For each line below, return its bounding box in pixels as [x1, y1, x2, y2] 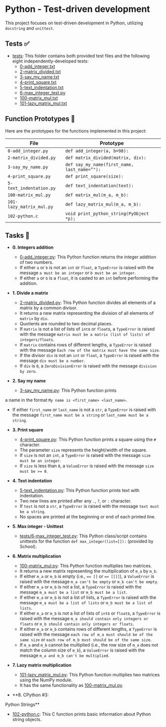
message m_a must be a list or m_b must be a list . [19, 589, 127, 595]
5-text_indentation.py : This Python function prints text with [19, 488, 140, 494]
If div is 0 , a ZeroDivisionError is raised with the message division [19, 363, 157, 369]
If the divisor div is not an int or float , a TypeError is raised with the [19, 353, 160, 359]
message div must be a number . [19, 358, 85, 363]
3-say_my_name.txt [19, 73, 59, 80]
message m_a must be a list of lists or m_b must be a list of [19, 600, 153, 606]
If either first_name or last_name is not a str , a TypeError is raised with [12, 407, 157, 413]
